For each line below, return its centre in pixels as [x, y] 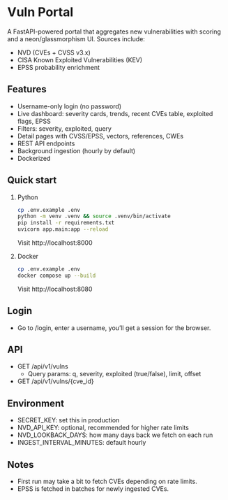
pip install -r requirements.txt [66, 223]
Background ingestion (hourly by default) [76, 150]
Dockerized [34, 158]
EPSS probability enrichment [58, 67]
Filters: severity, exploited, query [64, 128]
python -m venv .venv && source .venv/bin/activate [94, 216]
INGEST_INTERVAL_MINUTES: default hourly [82, 443]
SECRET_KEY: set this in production [68, 420]
